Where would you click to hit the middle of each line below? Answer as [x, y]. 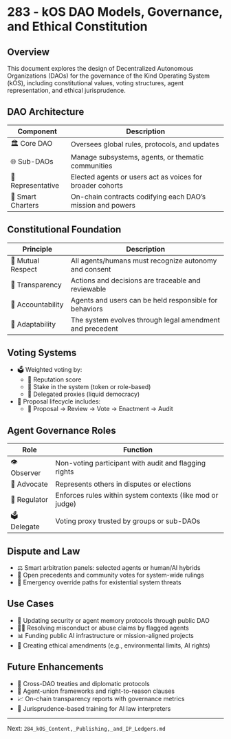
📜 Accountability [37, 305]
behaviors [87, 309]
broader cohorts [97, 185]
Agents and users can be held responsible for [144, 300]
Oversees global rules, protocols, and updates [145, 144]
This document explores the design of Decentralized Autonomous [100, 68]
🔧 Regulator [30, 500]
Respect [24, 269]
